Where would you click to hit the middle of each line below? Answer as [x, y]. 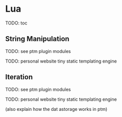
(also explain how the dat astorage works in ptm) [56, 109]
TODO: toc [16, 23]
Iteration [19, 77]
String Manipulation [37, 39]
